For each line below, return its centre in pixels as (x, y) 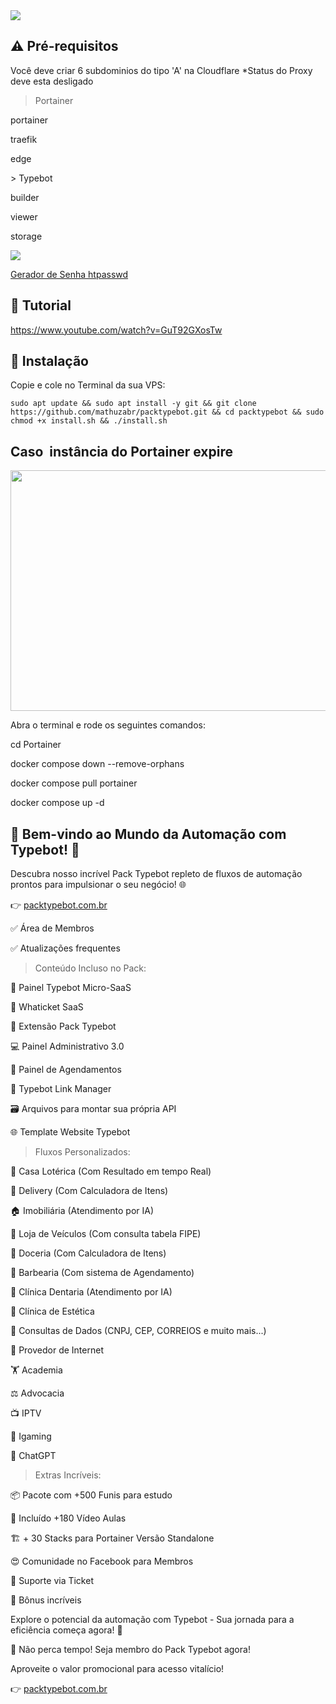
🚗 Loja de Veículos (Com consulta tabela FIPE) (106, 1234)
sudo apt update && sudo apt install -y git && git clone (133, 404)
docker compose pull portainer (74, 783)
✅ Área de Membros (52, 928)
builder (25, 197)
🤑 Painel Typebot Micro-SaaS (71, 988)
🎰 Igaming (31, 1436)
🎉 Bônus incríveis (46, 1600)
